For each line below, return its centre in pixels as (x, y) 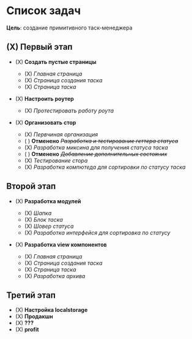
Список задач (44, 11)
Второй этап (31, 186)
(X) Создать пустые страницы (56, 61)
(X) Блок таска (43, 219)
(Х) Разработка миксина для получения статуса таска (96, 147)
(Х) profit (27, 330)
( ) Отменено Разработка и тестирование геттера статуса (101, 141)
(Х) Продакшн (34, 316)
